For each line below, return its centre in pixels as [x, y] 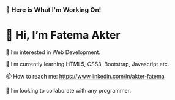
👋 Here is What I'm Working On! [54, 10]
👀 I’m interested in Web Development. [53, 52]
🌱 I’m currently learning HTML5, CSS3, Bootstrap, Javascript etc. [87, 64]
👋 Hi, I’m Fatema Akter [63, 35]
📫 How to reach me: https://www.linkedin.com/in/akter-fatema [85, 76]
